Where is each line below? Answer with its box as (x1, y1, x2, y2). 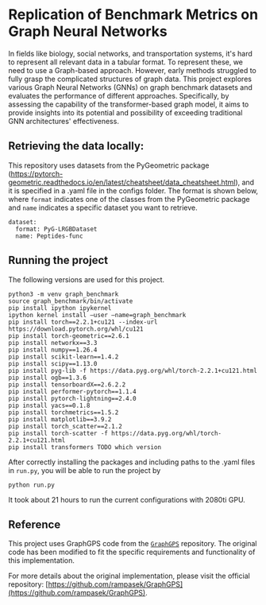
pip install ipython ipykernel (8, 304, 112, 312)
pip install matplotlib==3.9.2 (8, 415, 112, 423)
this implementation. (8, 556, 75, 565)
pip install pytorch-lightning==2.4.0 (8, 394, 137, 402)
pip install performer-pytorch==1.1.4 (8, 387, 137, 395)
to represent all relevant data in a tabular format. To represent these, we (8, 57, 244, 67)
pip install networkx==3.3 (8, 339, 98, 347)
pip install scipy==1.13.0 (8, 359, 98, 367)
